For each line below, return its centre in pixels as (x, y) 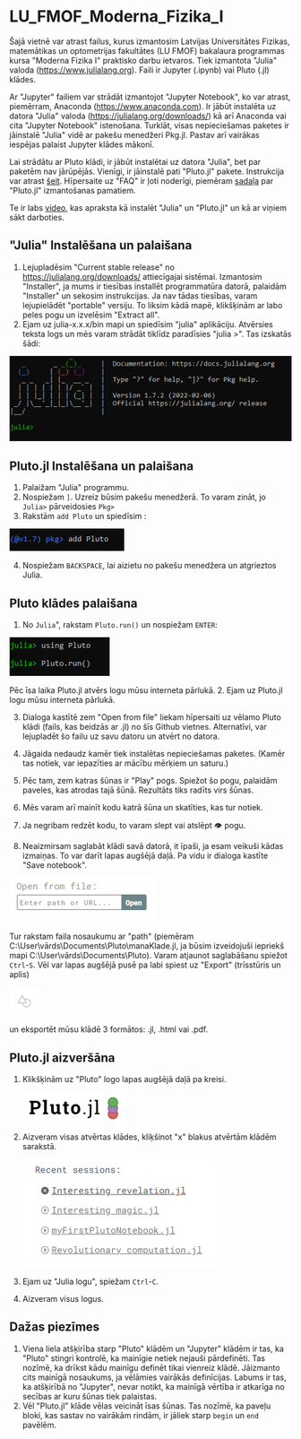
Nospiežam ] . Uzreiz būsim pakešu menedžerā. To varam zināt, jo (144, 497)
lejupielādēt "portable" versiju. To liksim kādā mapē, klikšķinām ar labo (152, 305)
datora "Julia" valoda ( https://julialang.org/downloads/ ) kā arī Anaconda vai (148, 116)
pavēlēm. (39, 1425)
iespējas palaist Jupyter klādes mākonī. (82, 144)
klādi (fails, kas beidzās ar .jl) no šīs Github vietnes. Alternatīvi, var (144, 727)
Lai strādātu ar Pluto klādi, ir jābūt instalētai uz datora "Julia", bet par (135, 161)
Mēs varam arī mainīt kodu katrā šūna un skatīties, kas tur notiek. (142, 808)
